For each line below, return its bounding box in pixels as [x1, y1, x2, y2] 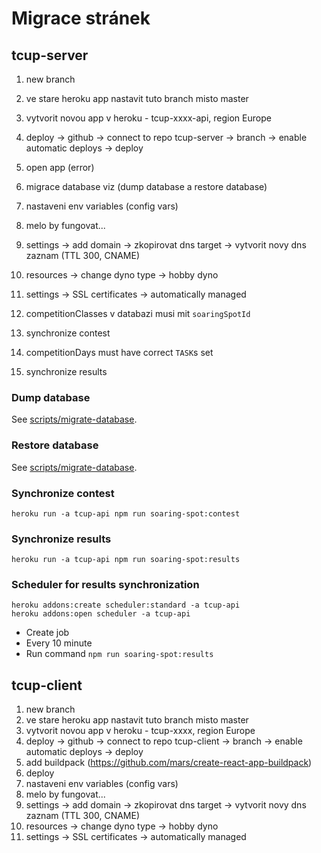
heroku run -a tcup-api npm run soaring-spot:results [11, 555, 241, 565]
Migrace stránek [11, 7, 151, 30]
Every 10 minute [25, 637, 93, 649]
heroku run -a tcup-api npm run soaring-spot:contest [11, 508, 241, 519]
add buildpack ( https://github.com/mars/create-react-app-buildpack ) [25, 757, 313, 769]
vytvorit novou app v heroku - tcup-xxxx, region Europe [25, 725, 256, 737]
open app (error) [25, 162, 95, 173]
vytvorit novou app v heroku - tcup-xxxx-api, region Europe [25, 112, 272, 124]
